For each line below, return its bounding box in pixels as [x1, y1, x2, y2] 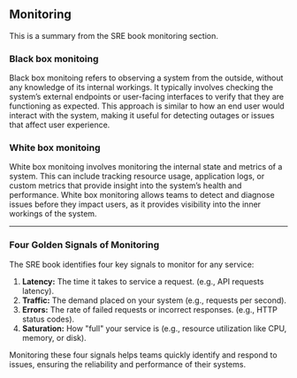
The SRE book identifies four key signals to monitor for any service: [9, 259, 255, 269]
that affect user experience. [9, 119, 110, 131]
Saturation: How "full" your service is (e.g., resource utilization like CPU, [21, 322, 287, 334]
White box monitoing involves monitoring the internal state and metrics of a [9, 162, 283, 172]
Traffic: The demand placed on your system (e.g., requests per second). [21, 295, 287, 306]
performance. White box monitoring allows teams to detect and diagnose [9, 190, 276, 200]
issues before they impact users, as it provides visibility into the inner [9, 199, 262, 210]
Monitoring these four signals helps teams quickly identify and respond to [9, 349, 278, 360]
